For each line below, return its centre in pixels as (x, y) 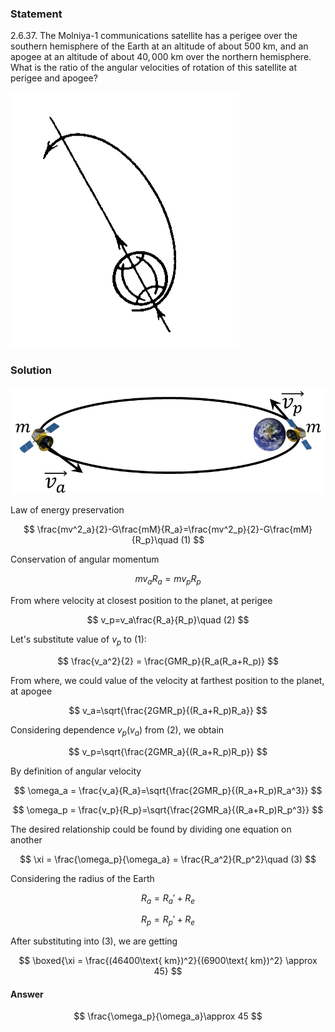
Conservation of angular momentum (85, 559)
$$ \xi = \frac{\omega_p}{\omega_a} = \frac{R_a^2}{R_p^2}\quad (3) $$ (168, 859)
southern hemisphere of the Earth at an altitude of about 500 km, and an (159, 46)
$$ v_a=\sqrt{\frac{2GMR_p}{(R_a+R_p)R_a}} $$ (168, 710)
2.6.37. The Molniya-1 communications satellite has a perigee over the (154, 36)
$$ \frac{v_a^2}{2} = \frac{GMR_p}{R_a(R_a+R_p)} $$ (168, 661)
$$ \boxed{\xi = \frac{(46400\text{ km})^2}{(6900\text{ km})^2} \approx (168, 961)
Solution (31, 370)
